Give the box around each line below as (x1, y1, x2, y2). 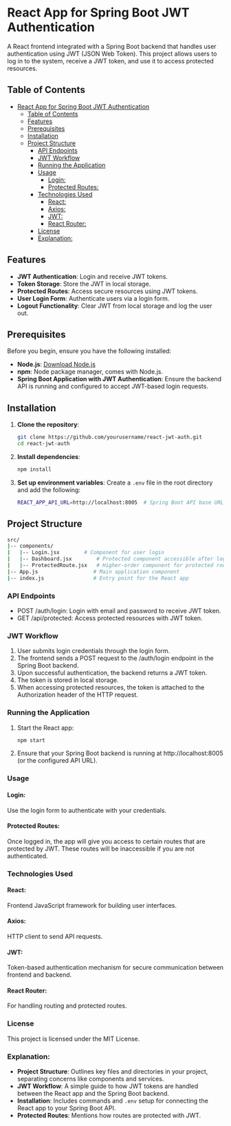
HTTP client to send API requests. (7, 933, 103, 941)
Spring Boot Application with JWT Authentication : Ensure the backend (16, 375, 222, 383)
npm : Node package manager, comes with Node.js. (16, 368, 164, 376)
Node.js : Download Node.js (16, 360, 96, 369)
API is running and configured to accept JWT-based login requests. (16, 382, 208, 390)
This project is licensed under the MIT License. (7, 1034, 140, 1043)
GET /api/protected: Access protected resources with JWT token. (16, 614, 203, 622)
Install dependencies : (16, 452, 80, 460)
